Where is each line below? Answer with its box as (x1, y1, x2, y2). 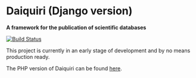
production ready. (6, 53, 50, 60)
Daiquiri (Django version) (6, 4, 133, 18)
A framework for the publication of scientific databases (6, 24, 147, 31)
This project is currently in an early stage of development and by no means (6, 46, 191, 54)
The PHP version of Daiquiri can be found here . (6, 64, 122, 72)
